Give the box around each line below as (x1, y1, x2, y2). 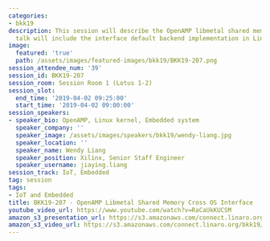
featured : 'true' (15, 49, 74, 57)
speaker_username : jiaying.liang (15, 161, 128, 170)
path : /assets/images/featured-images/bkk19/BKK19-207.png (15, 57, 218, 65)
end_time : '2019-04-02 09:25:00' (15, 94, 128, 102)
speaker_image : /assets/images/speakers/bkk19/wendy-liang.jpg (15, 131, 231, 139)
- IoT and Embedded (8, 190, 74, 199)
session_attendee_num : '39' (8, 64, 103, 72)
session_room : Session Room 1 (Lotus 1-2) (8, 79, 153, 87)
